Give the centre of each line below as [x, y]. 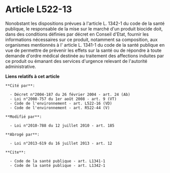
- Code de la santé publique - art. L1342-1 [58, 165]
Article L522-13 [39, 9]
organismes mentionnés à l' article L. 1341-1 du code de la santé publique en [85, 45]
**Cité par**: [20, 85]
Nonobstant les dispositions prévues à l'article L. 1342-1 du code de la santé [85, 23]
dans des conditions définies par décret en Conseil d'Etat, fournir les [77, 34]
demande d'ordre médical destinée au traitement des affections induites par [84, 56]
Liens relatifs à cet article [32, 76]
